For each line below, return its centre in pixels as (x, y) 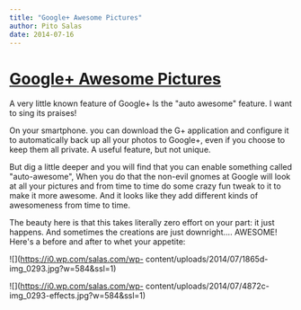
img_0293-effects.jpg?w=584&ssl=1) (78, 296)
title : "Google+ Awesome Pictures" (76, 18)
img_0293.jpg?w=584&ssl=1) (63, 269)
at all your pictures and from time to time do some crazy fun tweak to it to (145, 186)
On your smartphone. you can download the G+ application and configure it (149, 130)
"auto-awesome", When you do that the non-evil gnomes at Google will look (150, 177)
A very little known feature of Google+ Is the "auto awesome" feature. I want (150, 103)
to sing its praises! (43, 113)
